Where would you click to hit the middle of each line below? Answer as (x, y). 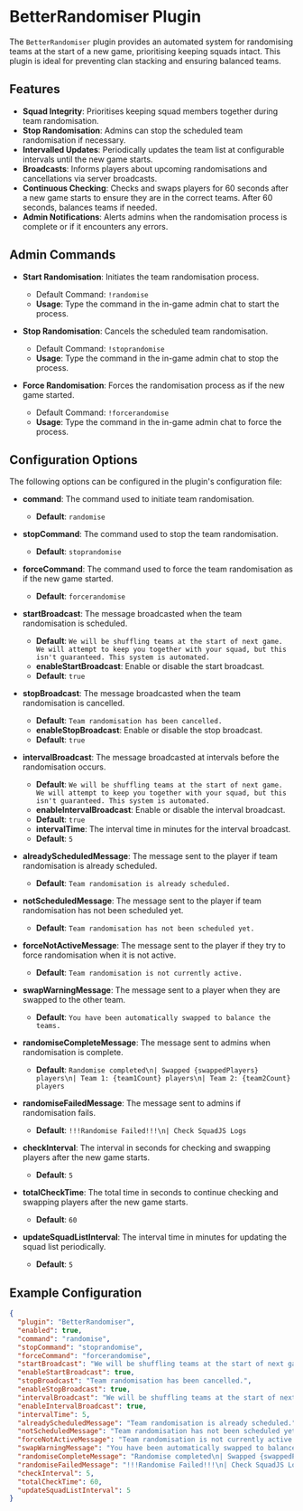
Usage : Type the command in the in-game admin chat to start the (157, 304)
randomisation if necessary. (74, 140)
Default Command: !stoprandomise (100, 348)
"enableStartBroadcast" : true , (76, 1373)
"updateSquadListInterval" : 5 (74, 1490)
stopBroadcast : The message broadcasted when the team (131, 694)
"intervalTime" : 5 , (54, 1414)
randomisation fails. (59, 1113)
